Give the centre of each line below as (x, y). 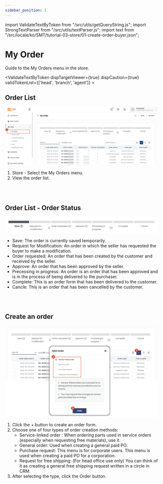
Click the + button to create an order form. (54, 425)
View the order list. (31, 178)
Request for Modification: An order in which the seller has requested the (84, 246)
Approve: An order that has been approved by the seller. (68, 266)
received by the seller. (34, 261)
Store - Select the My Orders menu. (48, 173)
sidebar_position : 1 (26, 10)
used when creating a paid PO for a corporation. (67, 456)
